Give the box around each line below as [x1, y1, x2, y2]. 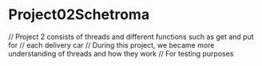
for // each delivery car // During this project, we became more [8, 40, 215, 49]
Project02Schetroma [8, 6, 150, 24]
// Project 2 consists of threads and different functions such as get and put [8, 32, 254, 41]
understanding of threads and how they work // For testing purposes [8, 49, 234, 58]
